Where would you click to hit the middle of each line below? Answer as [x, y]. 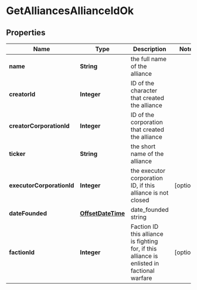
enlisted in [145, 263]
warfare [141, 278]
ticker [17, 154]
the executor [148, 171]
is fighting [144, 241]
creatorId [22, 94]
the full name [149, 59]
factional [142, 271]
